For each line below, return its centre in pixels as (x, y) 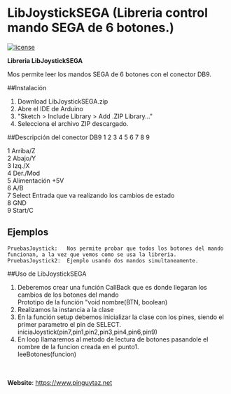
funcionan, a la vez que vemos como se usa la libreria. (92, 254)
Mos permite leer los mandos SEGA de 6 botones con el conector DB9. (110, 74)
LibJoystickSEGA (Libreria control (108, 13)
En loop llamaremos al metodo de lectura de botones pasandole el (113, 339)
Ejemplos (28, 232)
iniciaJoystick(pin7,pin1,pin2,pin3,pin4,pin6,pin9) (87, 332)
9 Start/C (20, 210)
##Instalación (27, 87)
